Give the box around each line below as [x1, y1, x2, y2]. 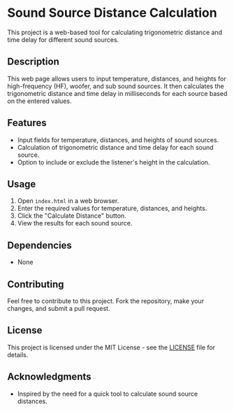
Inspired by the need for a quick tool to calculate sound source [17, 389, 198, 398]
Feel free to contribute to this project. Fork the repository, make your [7, 297, 205, 305]
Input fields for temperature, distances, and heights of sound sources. [17, 135, 219, 144]
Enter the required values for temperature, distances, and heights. [17, 204, 207, 213]
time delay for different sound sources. [7, 35, 119, 43]
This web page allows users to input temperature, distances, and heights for [7, 74, 226, 83]
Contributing [7, 278, 64, 290]
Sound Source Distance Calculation [7, 5, 218, 21]
